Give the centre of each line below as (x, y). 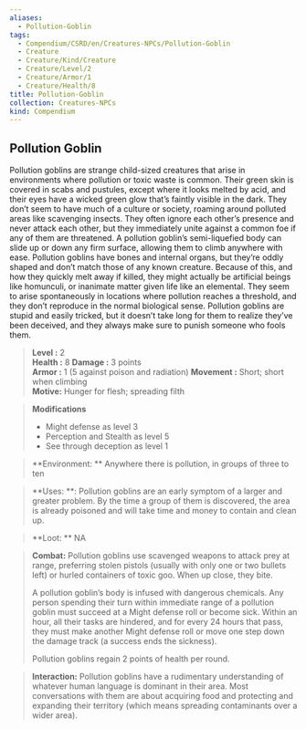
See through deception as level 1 (107, 446)
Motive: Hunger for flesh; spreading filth (108, 391)
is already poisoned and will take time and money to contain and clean (164, 511)
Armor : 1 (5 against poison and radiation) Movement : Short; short (158, 372)
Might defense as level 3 (92, 427)
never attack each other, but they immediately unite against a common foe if (153, 228)
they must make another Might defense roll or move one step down (158, 631)
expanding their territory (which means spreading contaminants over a (164, 706)
